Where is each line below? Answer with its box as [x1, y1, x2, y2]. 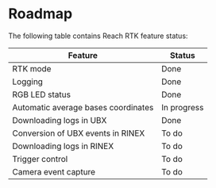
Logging [12, 76, 44, 87]
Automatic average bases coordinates [12, 102, 154, 113]
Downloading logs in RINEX [12, 140, 114, 152]
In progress [161, 102, 204, 113]
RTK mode [12, 63, 52, 74]
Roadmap [8, 5, 73, 23]
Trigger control [12, 153, 68, 164]
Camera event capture [12, 166, 96, 177]
